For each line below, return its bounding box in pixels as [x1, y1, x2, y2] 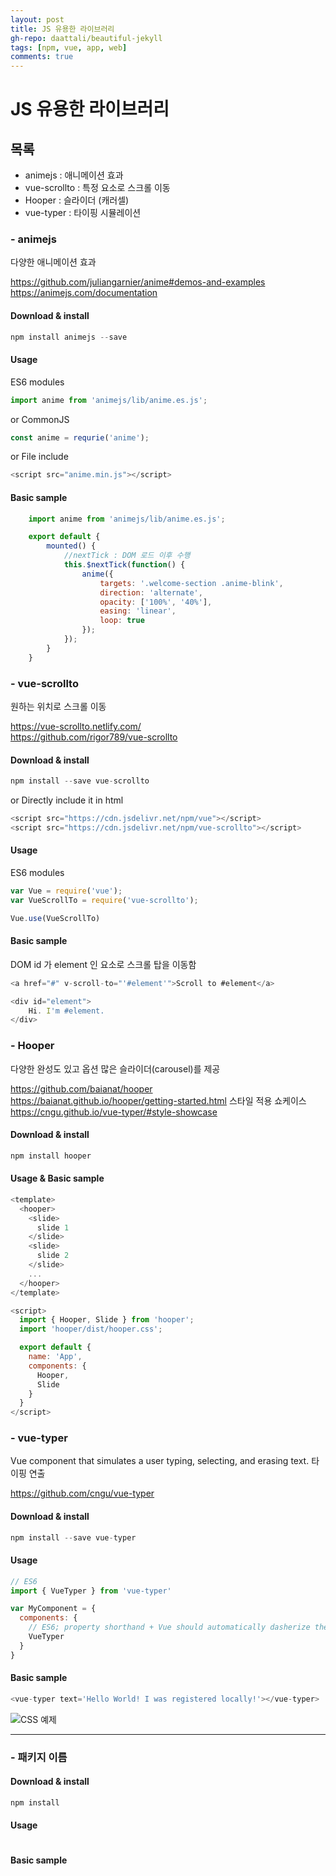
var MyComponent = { [10, 1604, 97, 1614]
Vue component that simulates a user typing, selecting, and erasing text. [10, 1455, 310, 1467]
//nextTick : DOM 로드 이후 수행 [63, 551, 191, 561]
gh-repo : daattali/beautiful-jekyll [10, 33, 163, 43]
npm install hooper [10, 1151, 92, 1161]
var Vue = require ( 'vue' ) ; [10, 886, 123, 896]
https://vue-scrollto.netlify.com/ [10, 720, 142, 732]
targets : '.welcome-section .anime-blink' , [99, 578, 284, 588]
